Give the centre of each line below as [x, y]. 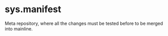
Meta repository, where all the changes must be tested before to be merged [84, 23]
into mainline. [19, 28]
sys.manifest [33, 9]
